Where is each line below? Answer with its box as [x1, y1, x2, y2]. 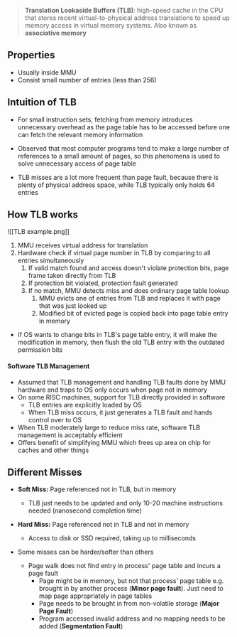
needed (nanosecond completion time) [28, 506, 142, 515]
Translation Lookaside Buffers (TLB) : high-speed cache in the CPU [24, 6, 224, 14]
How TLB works [7, 209, 79, 221]
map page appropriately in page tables [38, 591, 153, 600]
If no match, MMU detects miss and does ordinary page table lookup [28, 287, 229, 295]
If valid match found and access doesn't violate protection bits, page [28, 264, 229, 272]
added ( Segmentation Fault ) [38, 622, 123, 631]
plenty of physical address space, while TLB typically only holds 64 [17, 181, 215, 189]
